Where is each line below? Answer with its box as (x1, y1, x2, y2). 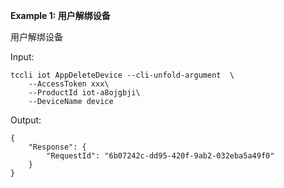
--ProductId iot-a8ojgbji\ (28, 88, 141, 98)
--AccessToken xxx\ (28, 79, 110, 89)
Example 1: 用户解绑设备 (10, 10, 111, 21)
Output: (10, 114, 42, 126)
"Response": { (28, 142, 87, 152)
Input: (10, 51, 35, 63)
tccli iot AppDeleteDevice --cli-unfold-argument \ (10, 70, 235, 80)
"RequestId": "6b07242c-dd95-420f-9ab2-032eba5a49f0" (46, 151, 275, 161)
